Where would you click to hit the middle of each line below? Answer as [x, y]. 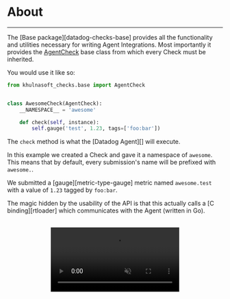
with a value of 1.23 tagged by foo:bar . [62, 190]
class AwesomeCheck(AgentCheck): [55, 104]
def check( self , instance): [59, 122]
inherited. [21, 59]
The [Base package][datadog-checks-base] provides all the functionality [110, 37]
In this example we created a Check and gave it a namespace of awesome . [110, 155]
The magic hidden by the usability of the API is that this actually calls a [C [111, 204]
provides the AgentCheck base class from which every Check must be [107, 51]
